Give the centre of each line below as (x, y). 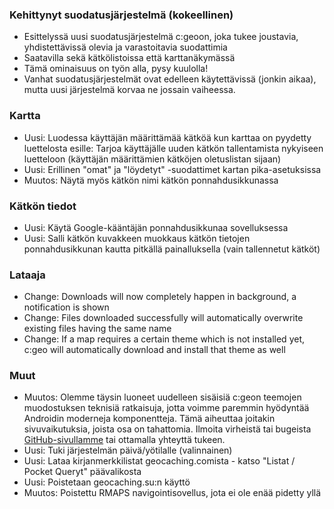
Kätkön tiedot (43, 206)
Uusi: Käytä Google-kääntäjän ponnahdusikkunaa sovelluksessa (156, 227)
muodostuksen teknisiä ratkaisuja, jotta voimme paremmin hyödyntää (166, 408)
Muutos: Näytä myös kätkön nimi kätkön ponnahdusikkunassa (151, 180)
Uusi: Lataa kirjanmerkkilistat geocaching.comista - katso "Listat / (159, 461)
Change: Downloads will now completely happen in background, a (160, 297)
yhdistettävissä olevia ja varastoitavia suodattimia (125, 47)
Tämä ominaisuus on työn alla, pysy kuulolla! (116, 69)
